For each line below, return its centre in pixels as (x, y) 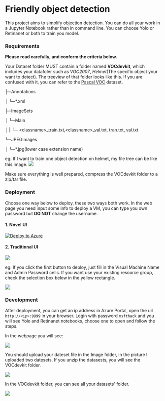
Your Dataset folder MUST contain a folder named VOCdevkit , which (75, 66)
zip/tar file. (16, 179)
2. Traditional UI (22, 247)
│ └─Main (15, 120)
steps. (11, 326)
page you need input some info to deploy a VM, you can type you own (76, 208)
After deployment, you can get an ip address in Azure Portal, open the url (79, 311)
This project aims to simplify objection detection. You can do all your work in (82, 23)
